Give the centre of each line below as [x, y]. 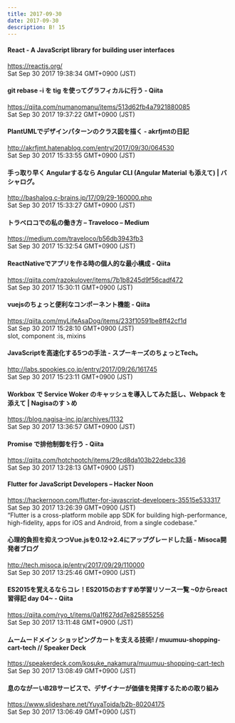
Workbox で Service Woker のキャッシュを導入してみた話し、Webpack [113, 394]
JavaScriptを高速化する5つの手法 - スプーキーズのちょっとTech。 [105, 353]
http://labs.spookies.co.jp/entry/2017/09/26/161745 [83, 369]
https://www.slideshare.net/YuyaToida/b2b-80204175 [86, 704]
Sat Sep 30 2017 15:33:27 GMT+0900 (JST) [71, 205]
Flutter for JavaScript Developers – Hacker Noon [80, 484]
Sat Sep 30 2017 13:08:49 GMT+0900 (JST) [72, 671]
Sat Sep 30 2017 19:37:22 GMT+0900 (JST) [71, 114]
